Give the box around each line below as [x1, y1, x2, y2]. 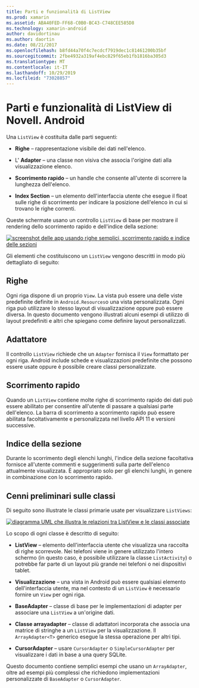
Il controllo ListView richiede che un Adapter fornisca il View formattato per [6, 350, 189, 357]
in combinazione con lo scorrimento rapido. [6, 474, 113, 481]
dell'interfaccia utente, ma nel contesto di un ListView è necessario [14, 585, 181, 592]
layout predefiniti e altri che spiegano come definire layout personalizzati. [6, 317, 186, 324]
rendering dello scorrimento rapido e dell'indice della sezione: [6, 223, 158, 230]
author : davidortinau [6, 31, 60, 37]
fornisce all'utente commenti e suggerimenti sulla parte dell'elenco [6, 461, 170, 468]
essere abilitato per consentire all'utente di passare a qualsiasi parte [6, 402, 174, 409]
